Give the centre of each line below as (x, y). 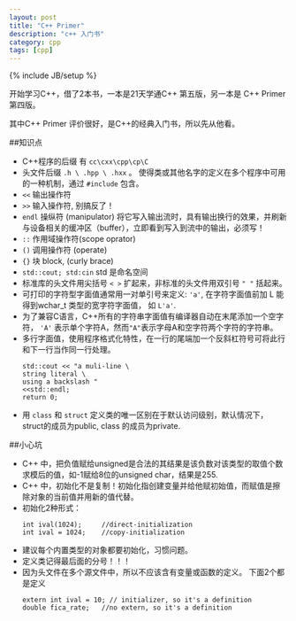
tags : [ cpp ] (31, 50)
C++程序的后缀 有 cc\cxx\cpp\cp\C (85, 161)
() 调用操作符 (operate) (65, 250)
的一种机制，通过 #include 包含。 (83, 183)
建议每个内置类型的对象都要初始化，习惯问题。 (107, 550)
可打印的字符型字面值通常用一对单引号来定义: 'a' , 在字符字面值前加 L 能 (153, 294)
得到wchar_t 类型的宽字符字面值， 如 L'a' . (99, 306)
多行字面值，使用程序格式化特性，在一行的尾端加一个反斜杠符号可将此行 (153, 338)
